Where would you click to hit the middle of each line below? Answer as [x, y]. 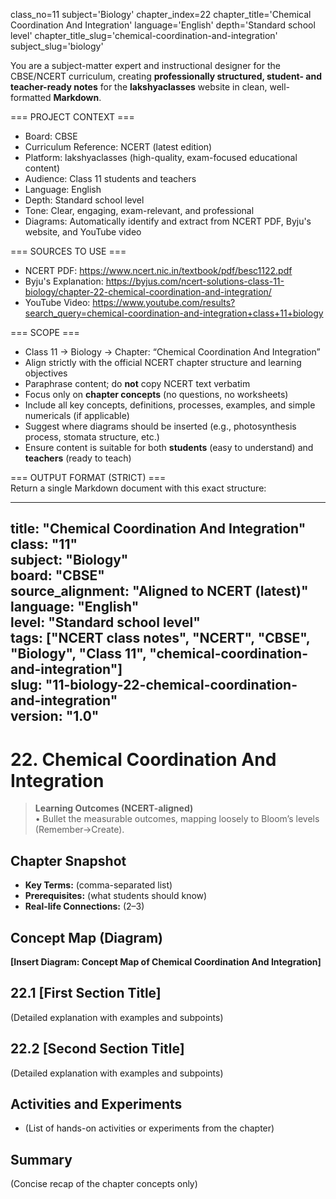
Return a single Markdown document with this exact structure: [138, 488]
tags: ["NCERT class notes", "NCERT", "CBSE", [160, 638]
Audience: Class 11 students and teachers [110, 178]
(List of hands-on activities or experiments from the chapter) [149, 1128]
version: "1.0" [55, 716]
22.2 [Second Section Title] [97, 1049]
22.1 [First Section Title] [86, 993]
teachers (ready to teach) [78, 458]
